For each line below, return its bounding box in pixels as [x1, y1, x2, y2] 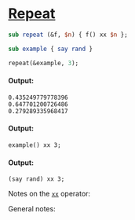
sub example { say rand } [8, 45, 93, 53]
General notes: [8, 204, 57, 214]
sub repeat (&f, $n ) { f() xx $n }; [8, 31, 128, 38]
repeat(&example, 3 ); [8, 59, 79, 67]
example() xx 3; [8, 141, 61, 149]
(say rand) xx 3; [8, 175, 65, 183]
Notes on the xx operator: [8, 189, 91, 199]
